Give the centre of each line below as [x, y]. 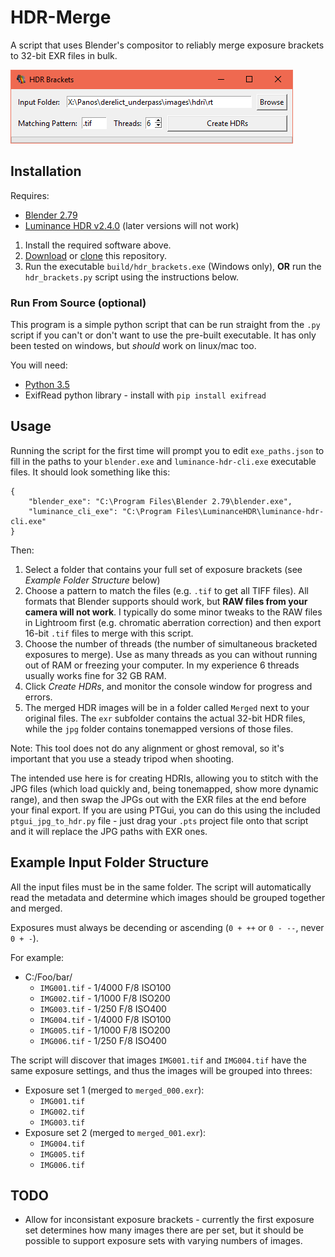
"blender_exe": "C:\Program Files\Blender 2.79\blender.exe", [160, 501]
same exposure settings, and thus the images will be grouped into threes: [161, 1070]
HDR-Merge [61, 17]
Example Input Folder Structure [109, 862]
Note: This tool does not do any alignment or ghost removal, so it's [147, 748]
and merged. [36, 908]
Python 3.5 [47, 385]
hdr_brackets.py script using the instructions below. [132, 277]
